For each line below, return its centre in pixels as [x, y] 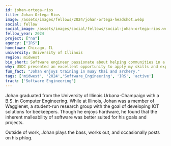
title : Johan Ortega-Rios [33, 15]
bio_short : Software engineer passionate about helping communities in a [85, 62]
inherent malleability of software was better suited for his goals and [76, 117]
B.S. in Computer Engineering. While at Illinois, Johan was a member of [80, 101]
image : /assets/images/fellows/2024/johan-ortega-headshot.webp [75, 19]
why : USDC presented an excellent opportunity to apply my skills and [82, 67]
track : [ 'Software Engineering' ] [41, 81]
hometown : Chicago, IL [29, 48]
